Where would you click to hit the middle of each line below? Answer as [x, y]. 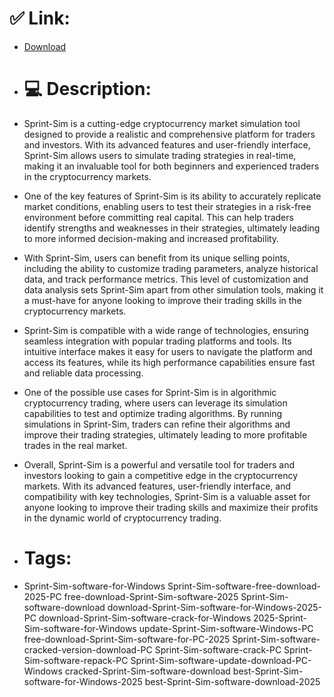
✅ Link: [40, 18]
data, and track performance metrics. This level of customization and [166, 279]
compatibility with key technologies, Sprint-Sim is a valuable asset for [167, 496]
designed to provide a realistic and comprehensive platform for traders [169, 134]
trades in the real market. [75, 445]
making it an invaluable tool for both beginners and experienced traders [171, 166]
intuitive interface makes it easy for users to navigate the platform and [168, 351]
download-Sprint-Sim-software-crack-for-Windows [145, 618]
